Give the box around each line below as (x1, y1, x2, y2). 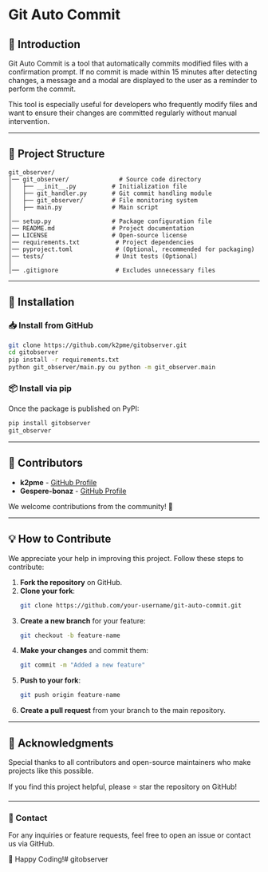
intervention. (8, 117, 50, 125)
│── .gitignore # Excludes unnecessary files (8, 266, 216, 274)
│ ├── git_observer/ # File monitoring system (8, 196, 198, 205)
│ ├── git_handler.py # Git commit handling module (8, 189, 213, 197)
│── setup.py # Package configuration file (8, 217, 213, 225)
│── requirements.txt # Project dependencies (8, 238, 195, 246)
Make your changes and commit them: (19, 646, 149, 655)
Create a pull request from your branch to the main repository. (19, 706, 226, 715)
